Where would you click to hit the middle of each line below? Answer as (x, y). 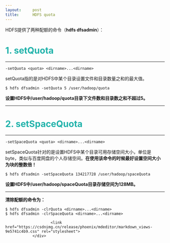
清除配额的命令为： (25, 200)
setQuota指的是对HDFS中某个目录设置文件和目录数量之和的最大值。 (76, 78)
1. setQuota (30, 50)
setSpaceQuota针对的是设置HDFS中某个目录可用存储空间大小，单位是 (78, 152)
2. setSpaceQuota (44, 124)
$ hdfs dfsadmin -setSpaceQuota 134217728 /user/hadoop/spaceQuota (78, 174)
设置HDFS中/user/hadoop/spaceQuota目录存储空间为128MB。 (72, 184)
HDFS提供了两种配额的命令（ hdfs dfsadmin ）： (55, 30)
